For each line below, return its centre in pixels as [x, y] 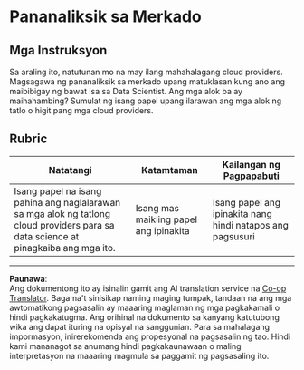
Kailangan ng [251, 164]
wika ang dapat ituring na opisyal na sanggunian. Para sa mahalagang [139, 326]
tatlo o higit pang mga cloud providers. [81, 110]
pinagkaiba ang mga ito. [65, 248]
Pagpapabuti [252, 176]
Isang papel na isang [58, 190]
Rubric [28, 139]
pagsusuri [233, 236]
